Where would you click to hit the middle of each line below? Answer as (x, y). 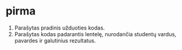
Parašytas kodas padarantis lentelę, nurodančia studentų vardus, (95, 34)
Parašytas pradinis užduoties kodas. (60, 28)
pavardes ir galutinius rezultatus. (55, 40)
